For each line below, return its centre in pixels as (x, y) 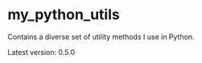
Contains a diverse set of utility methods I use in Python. (101, 37)
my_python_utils (64, 15)
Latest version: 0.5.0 (41, 52)
